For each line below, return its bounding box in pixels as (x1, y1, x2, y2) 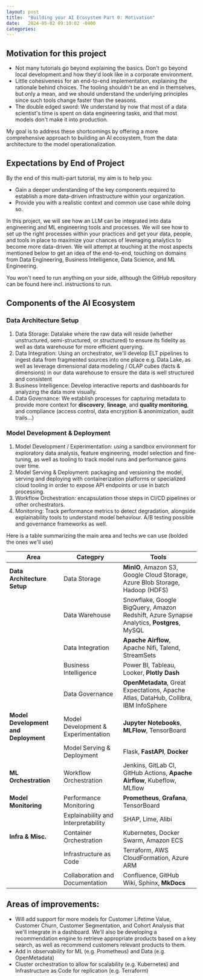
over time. (14, 462, 40, 469)
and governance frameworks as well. (14, 520, 108, 527)
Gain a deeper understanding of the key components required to (14, 186, 176, 193)
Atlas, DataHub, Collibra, (123, 693, 192, 701)
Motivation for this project (6, 48, 107, 58)
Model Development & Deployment (6, 429, 111, 438)
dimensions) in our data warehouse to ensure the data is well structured (14, 368, 195, 376)
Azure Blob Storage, (123, 578, 180, 586)
